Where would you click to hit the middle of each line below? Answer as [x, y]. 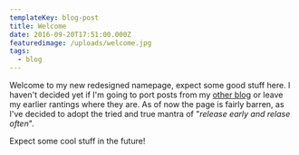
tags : [19, 51]
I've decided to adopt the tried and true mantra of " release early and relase [150, 114]
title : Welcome [38, 26]
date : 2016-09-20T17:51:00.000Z [70, 34]
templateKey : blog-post [54, 18]
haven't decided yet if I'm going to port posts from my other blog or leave [146, 95]
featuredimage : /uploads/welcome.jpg [81, 43]
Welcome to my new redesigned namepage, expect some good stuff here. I [150, 85]
